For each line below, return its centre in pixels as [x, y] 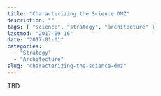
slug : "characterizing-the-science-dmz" [67, 66]
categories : [24, 46]
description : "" [31, 20]
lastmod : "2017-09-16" [40, 33]
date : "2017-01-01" [36, 40]
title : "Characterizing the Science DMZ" [69, 14]
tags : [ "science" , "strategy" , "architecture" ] [81, 27]
